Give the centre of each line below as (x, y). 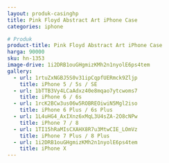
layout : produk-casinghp (43, 14)
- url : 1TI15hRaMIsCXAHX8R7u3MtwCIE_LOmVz (75, 129)
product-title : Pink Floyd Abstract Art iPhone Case (85, 46)
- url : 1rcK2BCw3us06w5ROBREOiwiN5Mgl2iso (75, 104)
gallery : (20, 71)
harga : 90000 (26, 52)
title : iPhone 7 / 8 (49, 123)
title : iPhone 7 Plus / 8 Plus (65, 136)
